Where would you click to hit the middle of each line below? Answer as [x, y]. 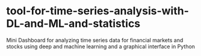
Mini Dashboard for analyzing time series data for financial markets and [95, 40]
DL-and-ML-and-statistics [73, 24]
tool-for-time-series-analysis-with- [98, 11]
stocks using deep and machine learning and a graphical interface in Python [101, 46]
